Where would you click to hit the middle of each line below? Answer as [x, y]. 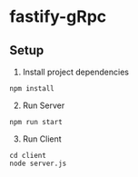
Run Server [44, 105]
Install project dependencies [76, 72]
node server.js [38, 163]
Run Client [42, 139]
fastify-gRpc [58, 17]
